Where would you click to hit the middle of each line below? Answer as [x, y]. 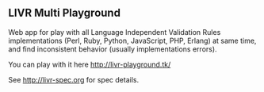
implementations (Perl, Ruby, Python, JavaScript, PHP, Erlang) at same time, [132, 40]
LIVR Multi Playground [65, 13]
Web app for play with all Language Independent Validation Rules [115, 32]
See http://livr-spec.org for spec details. [74, 79]
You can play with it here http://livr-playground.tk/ [90, 64]
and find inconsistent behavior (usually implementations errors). [113, 49]
